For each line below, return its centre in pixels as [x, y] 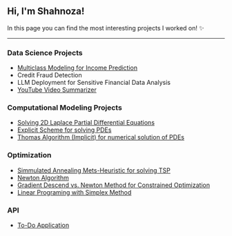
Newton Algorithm [43, 177]
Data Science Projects [45, 52]
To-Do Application [43, 225]
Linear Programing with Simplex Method [74, 192]
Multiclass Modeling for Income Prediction [77, 68]
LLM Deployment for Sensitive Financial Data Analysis [94, 83]
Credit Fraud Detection [49, 75]
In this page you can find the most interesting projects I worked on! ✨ [106, 28]
